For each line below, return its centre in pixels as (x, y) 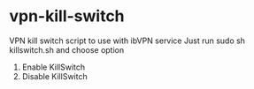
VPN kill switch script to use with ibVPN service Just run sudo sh (127, 41)
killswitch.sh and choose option (67, 49)
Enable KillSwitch (54, 67)
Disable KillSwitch (54, 76)
